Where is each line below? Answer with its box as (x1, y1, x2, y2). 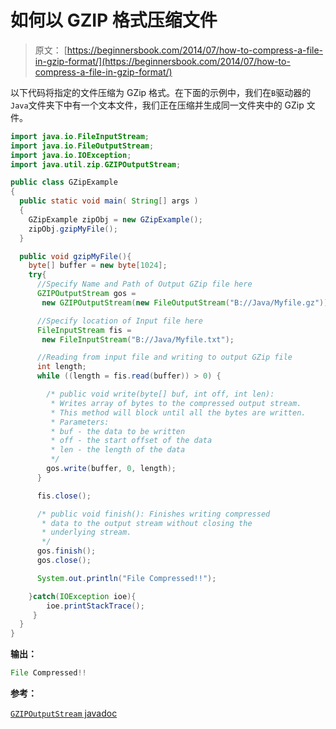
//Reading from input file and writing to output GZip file (36, 352, 293, 363)
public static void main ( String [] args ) (19, 196, 199, 206)
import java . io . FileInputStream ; (10, 131, 150, 141)
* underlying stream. (41, 527, 132, 538)
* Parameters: (50, 417, 110, 427)
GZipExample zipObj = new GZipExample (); (28, 214, 203, 225)
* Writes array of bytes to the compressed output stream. (50, 398, 302, 408)
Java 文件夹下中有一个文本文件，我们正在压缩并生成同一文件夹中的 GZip (10, 99, 305, 111)
